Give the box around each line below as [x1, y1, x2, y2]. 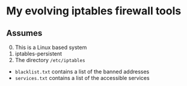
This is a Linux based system [14, 44, 87, 51]
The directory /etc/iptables [14, 57, 85, 63]
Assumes [6, 28, 43, 38]
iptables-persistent [14, 50, 62, 57]
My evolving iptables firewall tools [6, 4, 182, 18]
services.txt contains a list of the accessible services [14, 75, 150, 81]
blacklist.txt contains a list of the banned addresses [14, 68, 150, 75]
